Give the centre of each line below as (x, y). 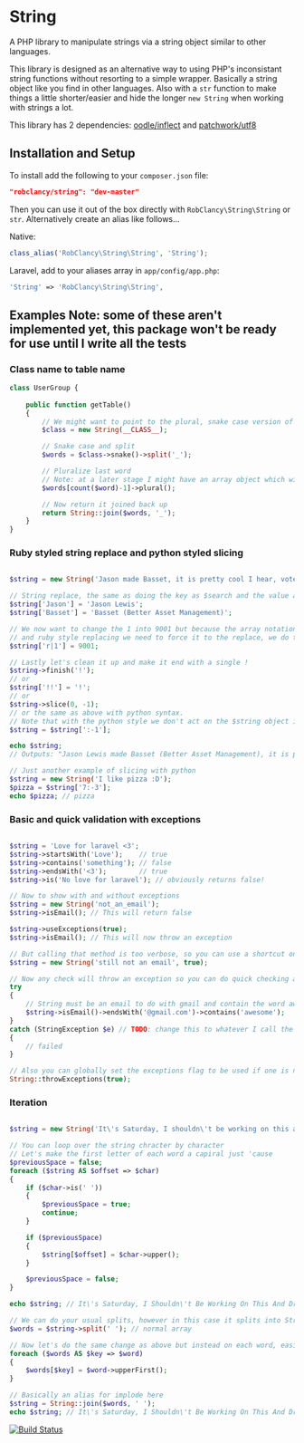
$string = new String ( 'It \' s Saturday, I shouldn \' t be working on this (149, 1130)
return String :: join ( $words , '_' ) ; (109, 513)
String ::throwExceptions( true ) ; (70, 1080)
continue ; (60, 1213)
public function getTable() (78, 405)
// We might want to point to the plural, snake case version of (168, 422)
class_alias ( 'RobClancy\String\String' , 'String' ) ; (109, 253)
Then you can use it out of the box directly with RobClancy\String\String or (150, 209)
